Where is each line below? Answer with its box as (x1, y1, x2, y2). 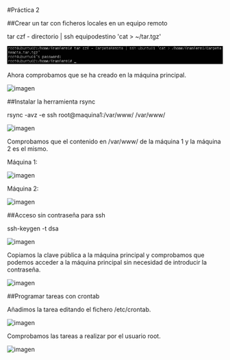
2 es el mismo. (7, 144, 49, 153)
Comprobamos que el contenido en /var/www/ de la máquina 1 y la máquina (7, 137, 221, 145)
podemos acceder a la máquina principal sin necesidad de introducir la (7, 258, 207, 266)
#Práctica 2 (7, 6, 40, 14)
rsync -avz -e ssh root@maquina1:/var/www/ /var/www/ (7, 110, 166, 119)
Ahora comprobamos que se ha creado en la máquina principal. (7, 71, 187, 79)
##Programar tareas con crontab (7, 291, 100, 300)
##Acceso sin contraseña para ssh (7, 211, 105, 219)
